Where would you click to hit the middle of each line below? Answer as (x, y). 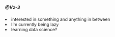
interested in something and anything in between (61, 19)
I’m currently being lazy (35, 24)
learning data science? (34, 29)
